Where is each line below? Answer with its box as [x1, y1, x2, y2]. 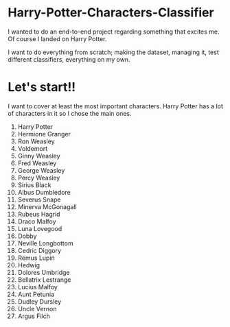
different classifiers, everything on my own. [8, 55, 130, 63]
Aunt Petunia [17, 290, 54, 298]
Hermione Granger [17, 130, 71, 138]
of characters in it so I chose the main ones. [8, 109, 133, 117]
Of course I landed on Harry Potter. [8, 34, 107, 43]
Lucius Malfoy [17, 282, 58, 291]
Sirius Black [17, 180, 51, 189]
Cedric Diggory [17, 246, 61, 254]
